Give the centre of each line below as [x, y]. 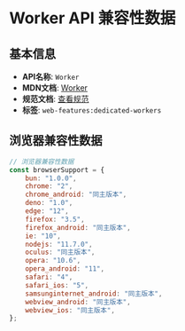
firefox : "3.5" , [55, 219]
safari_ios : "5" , [57, 285]
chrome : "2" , [49, 186]
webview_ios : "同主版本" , [70, 310]
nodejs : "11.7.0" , [59, 244]
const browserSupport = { [57, 169]
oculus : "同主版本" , [60, 252]
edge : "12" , [47, 211]
